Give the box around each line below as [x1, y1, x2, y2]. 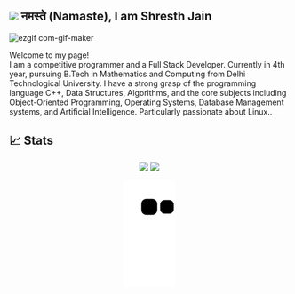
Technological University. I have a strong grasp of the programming [9, 77, 257, 89]
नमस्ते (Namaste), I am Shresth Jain [20, 9, 212, 24]
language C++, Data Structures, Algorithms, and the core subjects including [9, 87, 287, 98]
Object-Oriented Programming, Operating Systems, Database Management [9, 97, 284, 107]
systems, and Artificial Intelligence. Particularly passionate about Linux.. [9, 106, 273, 116]
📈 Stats [9, 133, 54, 148]
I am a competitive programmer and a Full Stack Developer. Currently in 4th [9, 59, 285, 69]
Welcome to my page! [9, 50, 90, 60]
